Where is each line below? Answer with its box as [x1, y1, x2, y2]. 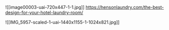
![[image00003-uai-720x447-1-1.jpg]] [5, 4, 85, 10]
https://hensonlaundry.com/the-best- [86, 4, 164, 10]
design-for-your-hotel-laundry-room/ [5, 9, 83, 15]
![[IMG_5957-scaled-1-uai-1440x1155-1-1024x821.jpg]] [5, 19, 120, 25]
